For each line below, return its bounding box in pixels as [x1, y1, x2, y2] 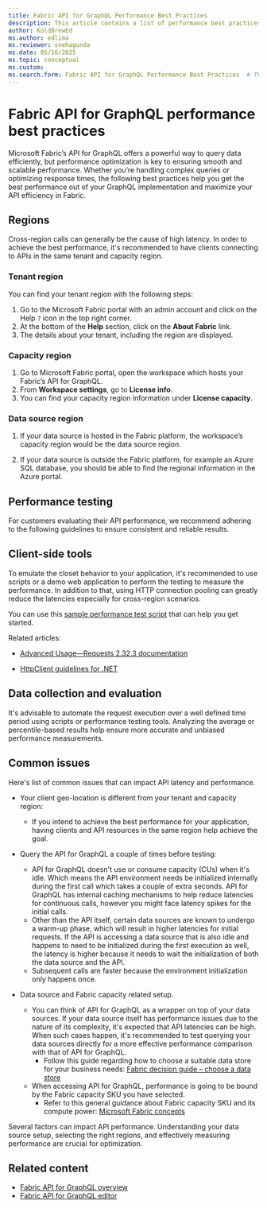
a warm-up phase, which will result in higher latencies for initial [31, 923, 238, 933]
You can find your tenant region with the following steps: [8, 289, 193, 299]
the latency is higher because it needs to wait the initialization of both [31, 949, 259, 958]
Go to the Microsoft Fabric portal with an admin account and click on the [19, 304, 257, 314]
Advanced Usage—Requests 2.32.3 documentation [19, 649, 188, 658]
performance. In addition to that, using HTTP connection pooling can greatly [8, 585, 258, 594]
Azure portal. [19, 472, 63, 482]
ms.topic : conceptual [8, 56, 80, 64]
